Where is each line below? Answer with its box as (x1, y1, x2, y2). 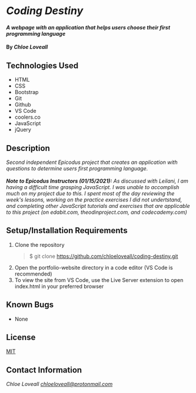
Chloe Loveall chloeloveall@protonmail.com (6, 381, 113, 388)
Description (6, 143, 50, 153)
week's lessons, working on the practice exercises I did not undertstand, (6, 196, 182, 203)
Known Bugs (6, 300, 54, 310)
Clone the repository (14, 241, 65, 248)
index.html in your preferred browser (14, 283, 104, 290)
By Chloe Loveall (6, 43, 48, 51)
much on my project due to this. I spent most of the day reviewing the (6, 190, 175, 197)
